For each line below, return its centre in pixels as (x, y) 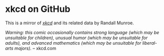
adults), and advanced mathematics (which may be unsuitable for (73, 43)
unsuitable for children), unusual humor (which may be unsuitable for (77, 38)
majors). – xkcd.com (35, 48)
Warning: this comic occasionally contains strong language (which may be (82, 32)
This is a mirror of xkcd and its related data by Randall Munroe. (70, 23)
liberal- (150, 43)
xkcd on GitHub (38, 9)
